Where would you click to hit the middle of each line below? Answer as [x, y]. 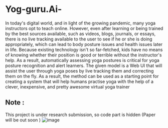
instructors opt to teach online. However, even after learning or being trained [84, 28]
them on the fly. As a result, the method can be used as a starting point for [82, 76]
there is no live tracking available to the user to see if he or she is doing [79, 39]
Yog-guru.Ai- [34, 9]
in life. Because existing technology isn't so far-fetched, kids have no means [84, 49]
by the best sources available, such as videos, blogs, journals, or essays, [80, 33]
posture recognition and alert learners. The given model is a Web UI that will [84, 65]
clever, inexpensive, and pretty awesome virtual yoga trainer [68, 86]
